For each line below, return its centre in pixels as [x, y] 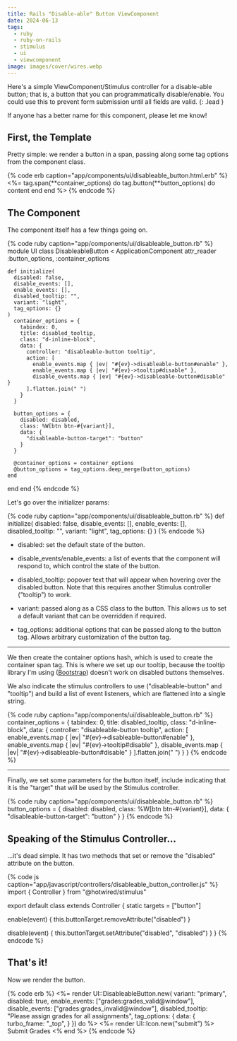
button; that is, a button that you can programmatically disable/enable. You [116, 94]
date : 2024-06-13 [33, 20]
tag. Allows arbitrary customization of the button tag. [94, 637]
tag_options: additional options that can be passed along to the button [119, 630]
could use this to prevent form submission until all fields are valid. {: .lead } [116, 101]
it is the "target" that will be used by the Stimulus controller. [93, 788]
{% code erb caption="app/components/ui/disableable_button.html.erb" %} [117, 176]
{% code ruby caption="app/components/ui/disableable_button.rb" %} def [116, 516]
